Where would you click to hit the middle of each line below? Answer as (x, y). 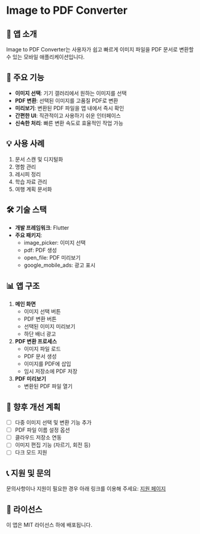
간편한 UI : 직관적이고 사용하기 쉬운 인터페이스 (68, 115)
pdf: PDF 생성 (40, 250)
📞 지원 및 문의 (28, 473)
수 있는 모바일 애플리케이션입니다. (46, 57)
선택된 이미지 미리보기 (50, 326)
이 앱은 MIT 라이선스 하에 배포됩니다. (49, 525)
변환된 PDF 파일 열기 (48, 386)
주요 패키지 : (28, 235)
